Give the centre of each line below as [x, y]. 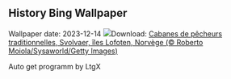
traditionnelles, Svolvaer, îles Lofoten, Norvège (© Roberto [106, 42]
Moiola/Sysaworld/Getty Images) [63, 51]
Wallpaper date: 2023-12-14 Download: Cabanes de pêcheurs [115, 33]
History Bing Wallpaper [68, 13]
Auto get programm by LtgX [55, 66]
